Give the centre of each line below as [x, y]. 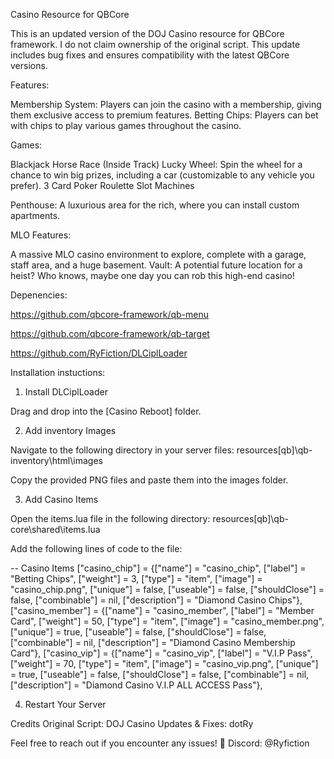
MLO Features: [41, 235]
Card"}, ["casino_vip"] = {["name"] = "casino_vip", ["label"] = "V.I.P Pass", [161, 653]
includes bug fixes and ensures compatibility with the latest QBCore [150, 55]
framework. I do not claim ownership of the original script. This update [155, 44]
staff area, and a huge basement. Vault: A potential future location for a [156, 265]
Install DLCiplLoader [66, 392]
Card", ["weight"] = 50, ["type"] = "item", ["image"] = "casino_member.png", [167, 621]
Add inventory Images [70, 430]
